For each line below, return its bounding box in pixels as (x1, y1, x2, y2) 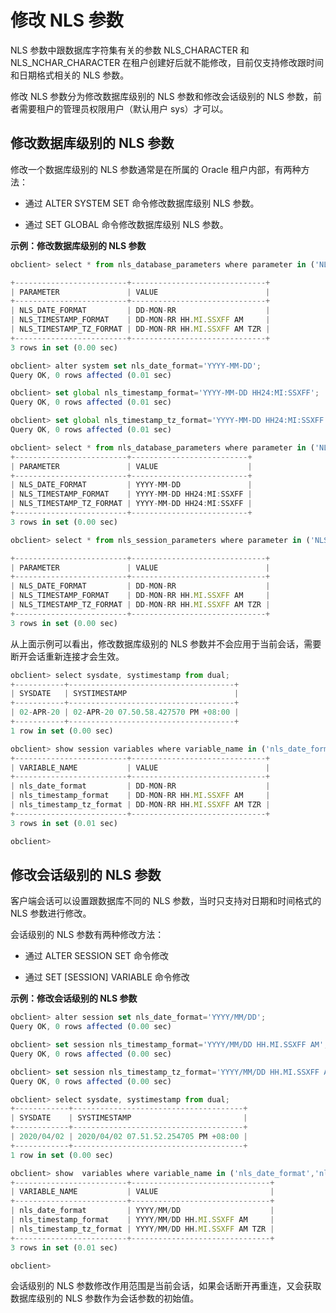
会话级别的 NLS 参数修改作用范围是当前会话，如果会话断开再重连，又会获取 (10, 1280, 322, 1292)
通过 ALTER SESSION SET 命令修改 (24, 950, 170, 962)
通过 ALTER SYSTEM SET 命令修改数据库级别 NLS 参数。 (24, 197, 260, 209)
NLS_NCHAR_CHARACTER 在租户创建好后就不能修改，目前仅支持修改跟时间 (10, 56, 325, 68)
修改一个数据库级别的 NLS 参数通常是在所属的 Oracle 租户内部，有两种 (10, 163, 302, 175)
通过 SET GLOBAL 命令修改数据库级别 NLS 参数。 (24, 218, 229, 230)
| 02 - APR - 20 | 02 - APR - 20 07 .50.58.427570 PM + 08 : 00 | (10, 707, 240, 718)
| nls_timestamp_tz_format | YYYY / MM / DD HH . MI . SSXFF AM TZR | (10, 1224, 275, 1234)
